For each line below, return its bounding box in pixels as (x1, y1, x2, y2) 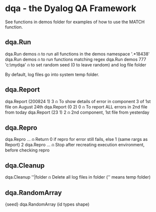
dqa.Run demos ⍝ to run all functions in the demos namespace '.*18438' (5, 51, 150, 57)
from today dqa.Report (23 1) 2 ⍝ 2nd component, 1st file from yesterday (5, 109, 150, 115)
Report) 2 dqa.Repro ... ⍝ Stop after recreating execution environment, (5, 142, 145, 148)
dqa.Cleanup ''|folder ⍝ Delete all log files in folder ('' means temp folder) (5, 174, 151, 180)
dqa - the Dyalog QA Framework (5, 3, 137, 14)
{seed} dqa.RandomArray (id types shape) (5, 201, 90, 207)
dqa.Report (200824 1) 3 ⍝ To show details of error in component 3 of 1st (5, 98, 151, 104)
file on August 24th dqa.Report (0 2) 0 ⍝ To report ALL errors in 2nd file (5, 104, 148, 109)
